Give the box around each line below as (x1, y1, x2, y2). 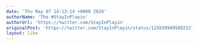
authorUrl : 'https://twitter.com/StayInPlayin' (6, 19, 126, 25)
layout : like (6, 30, 38, 36)
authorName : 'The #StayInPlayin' (6, 14, 88, 20)
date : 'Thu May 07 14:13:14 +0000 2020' (6, 8, 107, 15)
